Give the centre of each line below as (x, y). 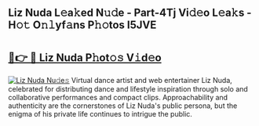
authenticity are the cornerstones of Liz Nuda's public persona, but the (123, 106)
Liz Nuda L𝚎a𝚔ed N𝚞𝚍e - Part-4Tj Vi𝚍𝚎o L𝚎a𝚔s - (130, 13)
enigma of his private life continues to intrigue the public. (100, 114)
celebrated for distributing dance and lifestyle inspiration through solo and (128, 89)
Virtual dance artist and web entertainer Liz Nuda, (152, 80)
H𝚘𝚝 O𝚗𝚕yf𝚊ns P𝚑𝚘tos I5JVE (82, 25)
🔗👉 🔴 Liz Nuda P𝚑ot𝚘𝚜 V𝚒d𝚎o (85, 58)
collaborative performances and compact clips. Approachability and (118, 97)
